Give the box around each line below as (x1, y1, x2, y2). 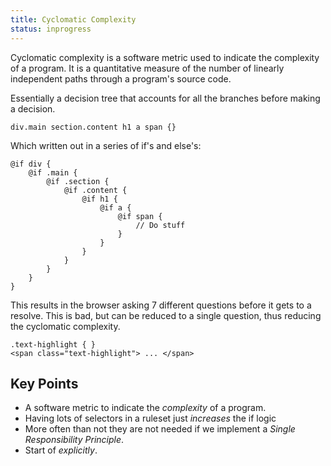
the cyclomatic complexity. (10, 320, 121, 332)
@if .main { (28, 167, 78, 178)
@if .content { (63, 185, 128, 195)
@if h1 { (81, 194, 118, 204)
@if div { (10, 159, 52, 169)
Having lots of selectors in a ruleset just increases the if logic (24, 412, 277, 425)
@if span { (117, 211, 163, 221)
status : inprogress (10, 24, 92, 34)
